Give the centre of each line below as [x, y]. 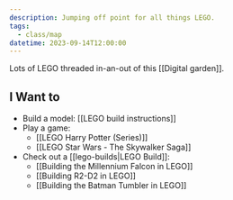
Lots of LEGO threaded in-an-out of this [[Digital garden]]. [117, 68]
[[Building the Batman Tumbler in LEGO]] [111, 186]
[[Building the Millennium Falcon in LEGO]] [114, 167]
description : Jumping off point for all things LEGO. [112, 18]
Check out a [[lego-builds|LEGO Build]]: [96, 157]
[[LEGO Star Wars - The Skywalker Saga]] [113, 147]
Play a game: [46, 128]
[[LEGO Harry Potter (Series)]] [92, 138]
